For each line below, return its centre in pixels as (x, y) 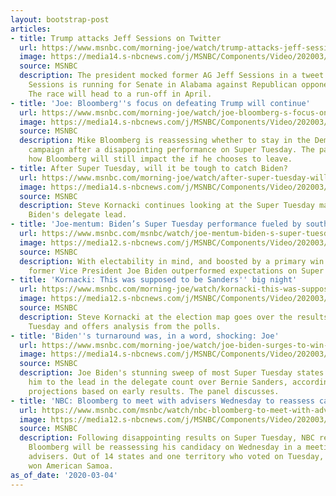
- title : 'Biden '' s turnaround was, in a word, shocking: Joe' (145, 336)
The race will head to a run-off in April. (120, 94)
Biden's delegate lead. (78, 215)
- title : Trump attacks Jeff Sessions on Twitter (116, 38)
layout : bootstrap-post (60, 19)
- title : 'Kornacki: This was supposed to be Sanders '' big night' (154, 280)
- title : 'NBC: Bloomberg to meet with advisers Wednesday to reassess (162, 401)
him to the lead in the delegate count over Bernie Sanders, (158, 382)
